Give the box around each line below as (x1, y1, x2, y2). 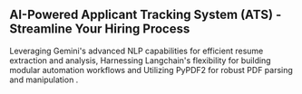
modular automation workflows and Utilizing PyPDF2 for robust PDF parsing (9, 64, 293, 75)
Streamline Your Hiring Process (9, 22, 190, 37)
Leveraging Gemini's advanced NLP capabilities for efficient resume (9, 45, 264, 56)
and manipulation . (9, 74, 79, 85)
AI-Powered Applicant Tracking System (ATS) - (9, 7, 282, 23)
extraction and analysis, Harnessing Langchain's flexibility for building (9, 54, 271, 66)
